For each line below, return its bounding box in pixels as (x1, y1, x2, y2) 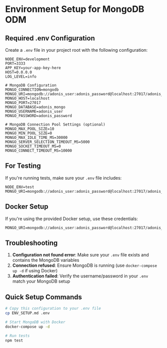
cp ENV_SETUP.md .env (5, 311, 50, 316)
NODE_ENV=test (5, 184, 35, 190)
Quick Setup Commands (5, 293, 82, 301)
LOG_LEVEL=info (5, 74, 37, 79)
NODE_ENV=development (5, 57, 50, 62)
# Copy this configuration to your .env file (5, 306, 101, 311)
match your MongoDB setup (12, 278, 71, 284)
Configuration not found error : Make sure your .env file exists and (12, 252, 149, 258)
